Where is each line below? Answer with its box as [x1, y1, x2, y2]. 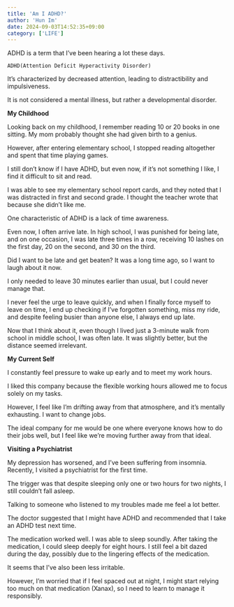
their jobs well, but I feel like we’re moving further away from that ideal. [7, 431, 212, 440]
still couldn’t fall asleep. [7, 487, 75, 495]
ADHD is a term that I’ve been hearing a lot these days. [7, 49, 166, 57]
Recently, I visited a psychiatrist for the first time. [7, 466, 148, 474]
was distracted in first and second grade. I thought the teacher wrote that [7, 193, 219, 201]
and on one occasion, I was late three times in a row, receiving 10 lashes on [7, 235, 224, 243]
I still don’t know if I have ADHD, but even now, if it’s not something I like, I [7, 165, 219, 173]
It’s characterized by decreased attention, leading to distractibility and [7, 75, 208, 83]
